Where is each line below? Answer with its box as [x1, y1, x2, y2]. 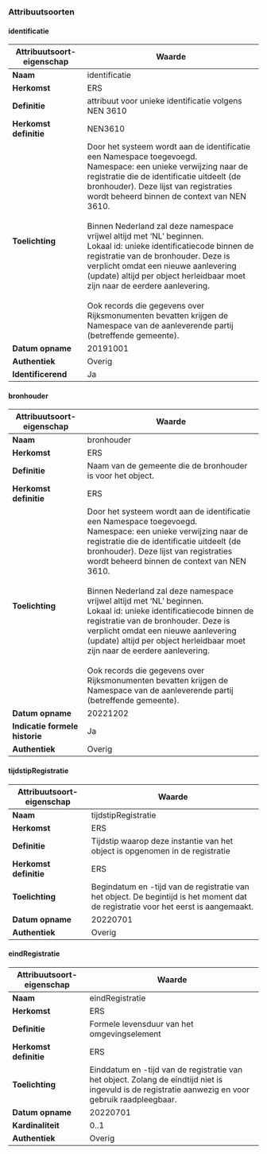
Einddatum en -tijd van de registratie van [89, 1064, 243, 1075]
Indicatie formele [12, 721, 79, 732]
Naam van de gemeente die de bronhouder [87, 460, 248, 472]
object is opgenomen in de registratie [91, 845, 230, 857]
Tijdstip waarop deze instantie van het [91, 835, 234, 846]
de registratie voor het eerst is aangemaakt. [91, 901, 254, 912]
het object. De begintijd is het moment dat [91, 891, 248, 902]
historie [12, 731, 42, 742]
